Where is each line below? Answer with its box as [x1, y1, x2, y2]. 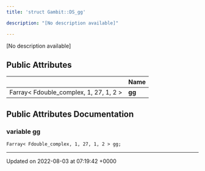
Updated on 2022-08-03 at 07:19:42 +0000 [6, 158, 117, 165]
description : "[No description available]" [6, 20, 119, 26]
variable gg [6, 127, 41, 136]
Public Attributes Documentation [6, 109, 134, 119]
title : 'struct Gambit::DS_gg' [6, 9, 86, 15]
